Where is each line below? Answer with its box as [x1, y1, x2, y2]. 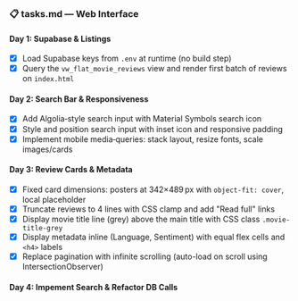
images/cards [21, 144, 73, 155]
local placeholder [21, 194, 87, 205]
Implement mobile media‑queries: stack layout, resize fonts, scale [21, 133, 264, 145]
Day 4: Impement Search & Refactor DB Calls [9, 281, 178, 292]
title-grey [21, 224, 63, 233]
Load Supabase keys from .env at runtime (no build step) [21, 53, 232, 64]
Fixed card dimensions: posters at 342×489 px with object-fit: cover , [21, 184, 285, 195]
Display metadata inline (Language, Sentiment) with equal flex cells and [21, 231, 286, 243]
